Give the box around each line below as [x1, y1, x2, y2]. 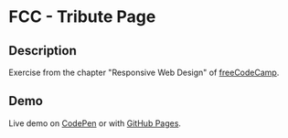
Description [8, 43, 77, 58]
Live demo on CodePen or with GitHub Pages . [8, 117, 182, 129]
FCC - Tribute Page [8, 6, 156, 27]
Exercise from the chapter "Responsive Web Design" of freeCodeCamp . [8, 67, 280, 78]
